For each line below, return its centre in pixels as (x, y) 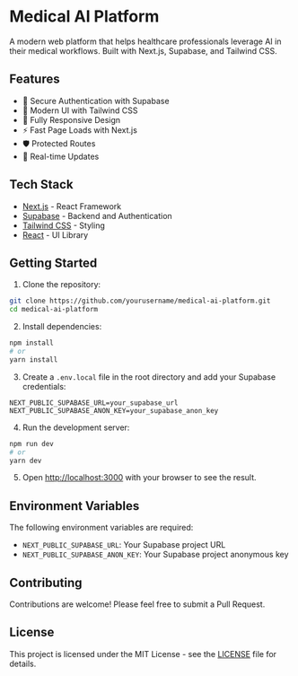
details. (23, 663)
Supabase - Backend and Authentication (97, 215)
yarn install (34, 360)
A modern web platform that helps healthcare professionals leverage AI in (145, 41)
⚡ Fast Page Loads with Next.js (79, 130)
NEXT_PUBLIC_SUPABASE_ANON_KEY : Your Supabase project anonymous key (155, 555)
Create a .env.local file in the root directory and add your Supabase (149, 377)
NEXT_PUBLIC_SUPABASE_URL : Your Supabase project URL (124, 545)
